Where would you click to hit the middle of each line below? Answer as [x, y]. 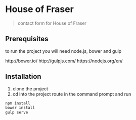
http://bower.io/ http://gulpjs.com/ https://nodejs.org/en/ [64, 61]
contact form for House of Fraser [52, 23]
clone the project [30, 88]
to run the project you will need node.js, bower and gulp [63, 51]
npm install [18, 103]
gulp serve [17, 112]
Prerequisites [27, 39]
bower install [20, 108]
